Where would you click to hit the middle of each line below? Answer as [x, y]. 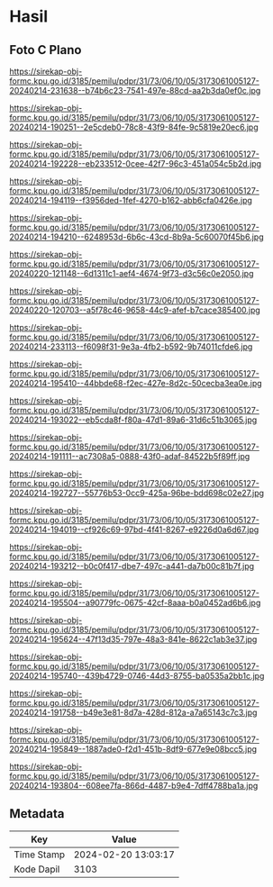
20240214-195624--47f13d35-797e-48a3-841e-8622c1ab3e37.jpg [133, 639]
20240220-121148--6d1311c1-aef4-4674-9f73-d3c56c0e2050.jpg [132, 273]
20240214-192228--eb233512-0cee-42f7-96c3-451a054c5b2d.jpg [136, 163]
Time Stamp [40, 855]
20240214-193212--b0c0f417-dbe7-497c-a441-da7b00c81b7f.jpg [132, 566]
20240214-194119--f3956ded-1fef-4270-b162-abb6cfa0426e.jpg [131, 200]
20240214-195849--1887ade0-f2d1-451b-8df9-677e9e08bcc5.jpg [133, 749]
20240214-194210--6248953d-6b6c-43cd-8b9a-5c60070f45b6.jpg [136, 237]
